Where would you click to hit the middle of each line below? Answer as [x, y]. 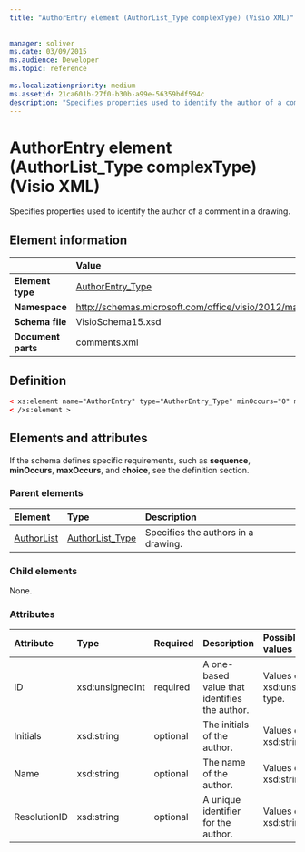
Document [37, 337]
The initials [226, 725]
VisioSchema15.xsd [118, 322]
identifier [222, 811]
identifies [222, 699]
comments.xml [107, 342]
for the [217, 823]
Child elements [44, 571]
